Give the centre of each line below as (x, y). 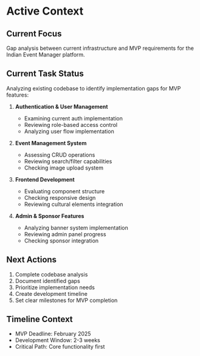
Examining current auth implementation (73, 118)
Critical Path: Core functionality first (60, 347)
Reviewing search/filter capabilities (68, 161)
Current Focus (34, 34)
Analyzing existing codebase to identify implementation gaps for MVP (94, 88)
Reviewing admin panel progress (65, 234)
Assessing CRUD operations (60, 155)
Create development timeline (51, 293)
